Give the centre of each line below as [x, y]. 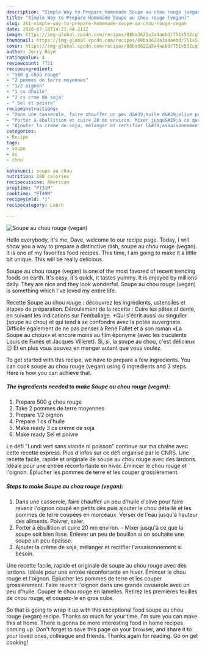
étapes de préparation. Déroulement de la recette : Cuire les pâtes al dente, [101, 309]
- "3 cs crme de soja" [35, 97]
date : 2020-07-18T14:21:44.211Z [47, 29]
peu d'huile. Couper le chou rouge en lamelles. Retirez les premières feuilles [102, 591]
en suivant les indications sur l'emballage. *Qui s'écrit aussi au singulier [97, 315]
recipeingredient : [30, 69]
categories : [21, 132]
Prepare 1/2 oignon [39, 415]
